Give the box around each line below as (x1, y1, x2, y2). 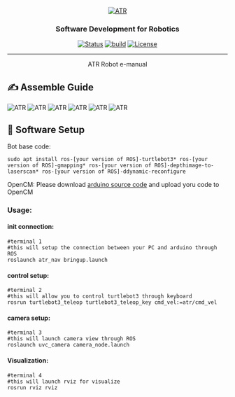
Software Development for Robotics (55, 24, 180, 34)
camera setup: (7, 314, 51, 322)
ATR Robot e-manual (87, 60, 148, 69)
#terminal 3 (7, 329, 42, 336)
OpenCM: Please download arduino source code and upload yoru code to (7, 180, 220, 188)
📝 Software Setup (7, 123, 85, 136)
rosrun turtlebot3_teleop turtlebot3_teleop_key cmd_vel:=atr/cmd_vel (7, 299, 218, 306)
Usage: (7, 205, 33, 215)
